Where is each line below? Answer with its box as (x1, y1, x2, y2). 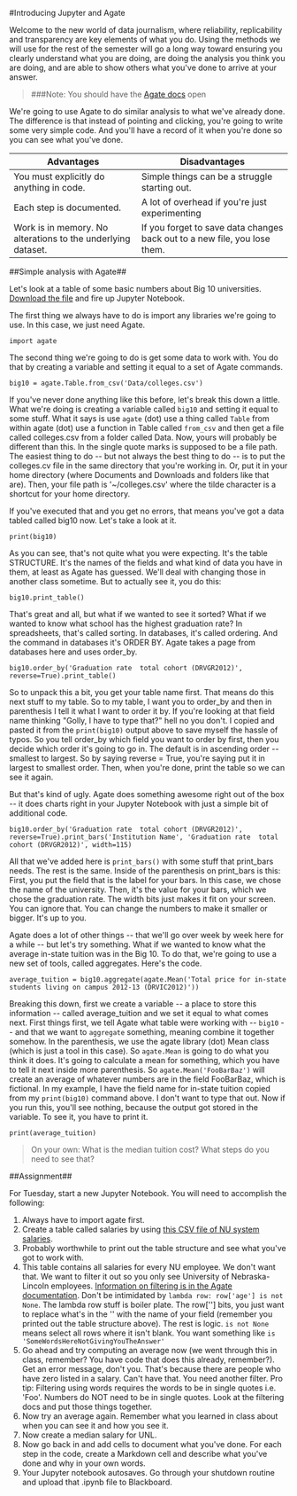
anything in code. (13, 182, 86, 193)
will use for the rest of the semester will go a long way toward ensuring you (9, 43, 283, 54)
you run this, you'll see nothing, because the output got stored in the (9, 1102, 259, 1112)
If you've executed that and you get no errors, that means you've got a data (9, 505, 285, 516)
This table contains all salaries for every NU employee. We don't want (21, 1262, 276, 1272)
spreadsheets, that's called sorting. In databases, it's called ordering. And (9, 628, 278, 638)
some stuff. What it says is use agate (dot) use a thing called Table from (9, 413, 270, 424)
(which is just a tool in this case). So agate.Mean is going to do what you (9, 1046, 270, 1056)
